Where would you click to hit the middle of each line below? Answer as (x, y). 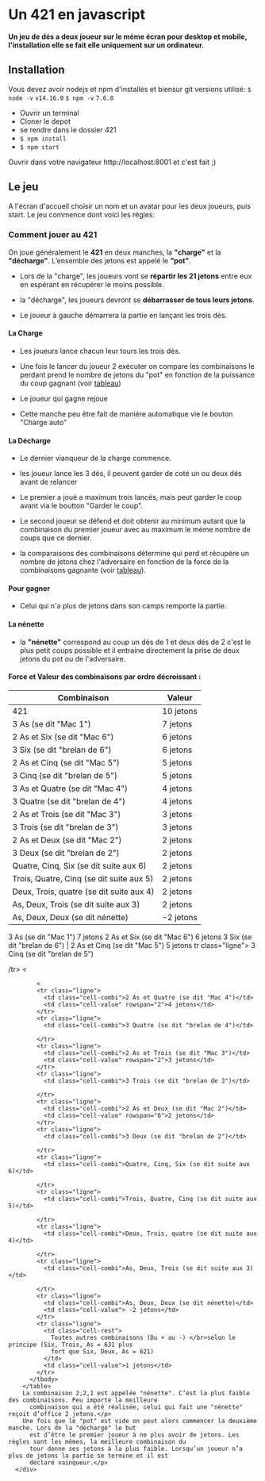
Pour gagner (29, 588)
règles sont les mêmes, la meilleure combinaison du (97, 1441)
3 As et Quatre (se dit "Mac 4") (70, 788)
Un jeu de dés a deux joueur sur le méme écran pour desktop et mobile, (128, 36)
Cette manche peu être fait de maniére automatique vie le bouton (126, 414)
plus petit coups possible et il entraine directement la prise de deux (130, 650)
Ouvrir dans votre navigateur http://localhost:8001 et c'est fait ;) (112, 162)
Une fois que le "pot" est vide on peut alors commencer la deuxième (140, 1421)
